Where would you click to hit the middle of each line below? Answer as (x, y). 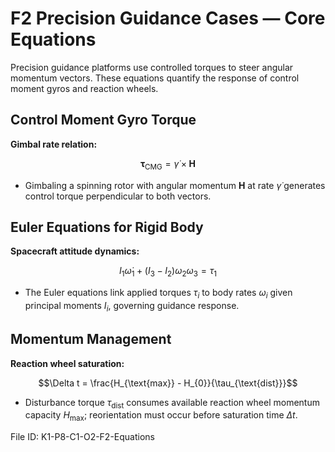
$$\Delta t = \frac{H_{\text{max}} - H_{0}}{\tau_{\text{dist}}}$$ (168, 383)
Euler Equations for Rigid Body (107, 227)
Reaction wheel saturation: (67, 363)
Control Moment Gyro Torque (103, 120)
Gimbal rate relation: (54, 144)
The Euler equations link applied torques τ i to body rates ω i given (158, 294)
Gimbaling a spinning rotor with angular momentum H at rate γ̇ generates (175, 185)
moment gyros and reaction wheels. (84, 88)
